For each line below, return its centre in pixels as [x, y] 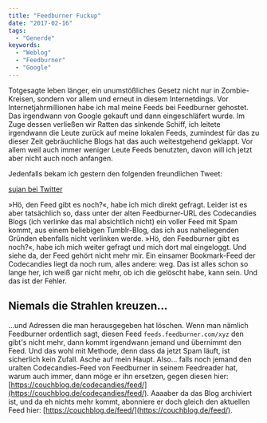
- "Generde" [35, 38]
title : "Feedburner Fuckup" [55, 16]
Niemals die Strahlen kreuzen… [88, 306]
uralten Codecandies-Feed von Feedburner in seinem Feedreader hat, [123, 367]
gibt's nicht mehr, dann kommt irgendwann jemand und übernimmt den [125, 342]
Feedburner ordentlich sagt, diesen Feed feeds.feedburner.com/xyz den [126, 334]
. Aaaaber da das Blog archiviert [200, 393]
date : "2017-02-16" [41, 23]
